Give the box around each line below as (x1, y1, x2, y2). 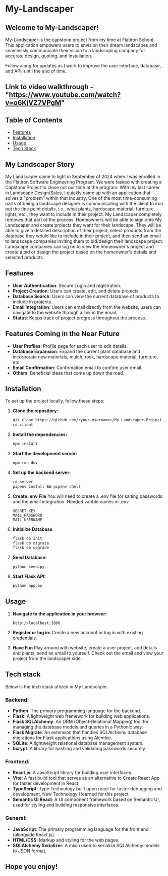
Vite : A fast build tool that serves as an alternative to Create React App (12, 775, 160, 781)
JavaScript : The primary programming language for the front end (12, 826, 149, 832)
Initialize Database (12, 526, 53, 532)
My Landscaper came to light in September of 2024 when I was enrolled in (5, 173, 160, 180)
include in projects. (12, 299, 52, 305)
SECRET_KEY (12, 508, 36, 514)
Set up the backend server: (12, 469, 71, 476)
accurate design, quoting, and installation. (5, 53, 92, 59)
